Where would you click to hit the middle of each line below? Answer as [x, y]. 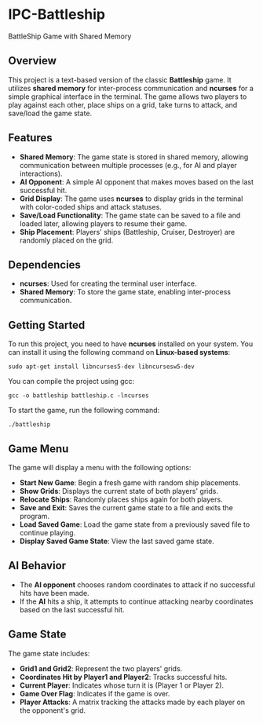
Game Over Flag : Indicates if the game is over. [95, 693]
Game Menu [38, 449]
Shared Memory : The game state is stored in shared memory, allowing [134, 157]
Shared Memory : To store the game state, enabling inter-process [125, 292]
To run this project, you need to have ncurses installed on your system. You [131, 344]
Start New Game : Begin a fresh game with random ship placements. [130, 483]
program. [34, 516]
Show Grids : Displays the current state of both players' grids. [119, 491]
